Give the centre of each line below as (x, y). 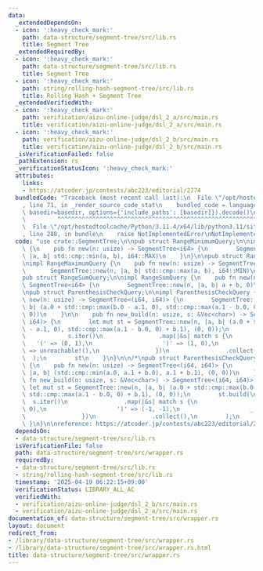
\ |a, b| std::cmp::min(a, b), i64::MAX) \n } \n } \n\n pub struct (133, 256)
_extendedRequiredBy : (50, 52)
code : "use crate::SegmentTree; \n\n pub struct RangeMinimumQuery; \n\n (133, 242)
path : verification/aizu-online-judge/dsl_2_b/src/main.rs (121, 139)
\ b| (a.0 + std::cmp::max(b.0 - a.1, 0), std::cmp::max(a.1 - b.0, (136, 307)
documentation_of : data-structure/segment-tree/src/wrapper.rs (113, 518)
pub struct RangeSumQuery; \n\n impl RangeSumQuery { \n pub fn (129, 278)
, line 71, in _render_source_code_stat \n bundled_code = (124, 205)
